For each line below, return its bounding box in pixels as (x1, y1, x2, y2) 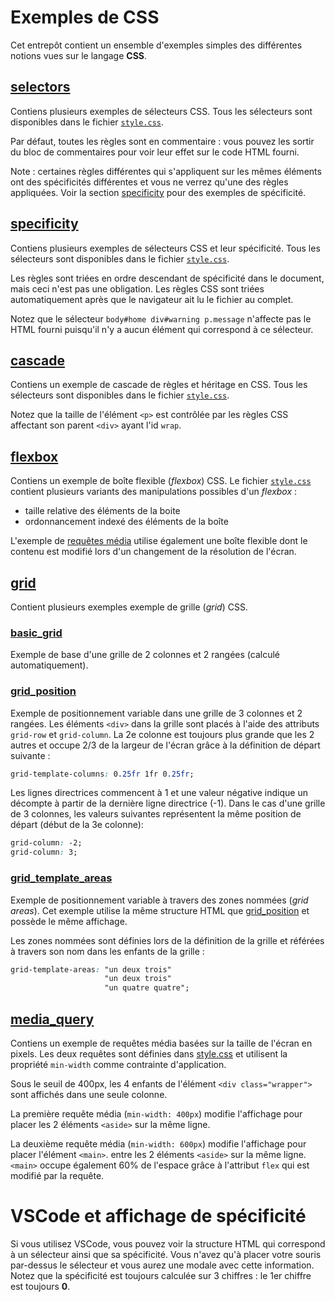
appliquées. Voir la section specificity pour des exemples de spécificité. (10, 186, 307, 198)
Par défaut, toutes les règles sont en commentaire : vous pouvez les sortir (10, 135, 315, 147)
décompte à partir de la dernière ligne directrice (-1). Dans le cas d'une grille (10, 797, 326, 810)
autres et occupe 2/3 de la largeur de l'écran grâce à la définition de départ (10, 739, 321, 751)
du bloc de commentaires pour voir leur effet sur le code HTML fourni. (10, 146, 300, 158)
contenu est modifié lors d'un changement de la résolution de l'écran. (10, 546, 297, 558)
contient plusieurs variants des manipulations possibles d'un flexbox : (10, 486, 298, 498)
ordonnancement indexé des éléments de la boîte (24, 516, 229, 528)
